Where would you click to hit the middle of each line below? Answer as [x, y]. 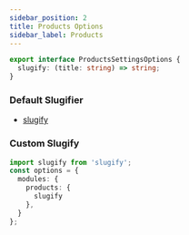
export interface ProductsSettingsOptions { [95, 60]
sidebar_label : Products [56, 35]
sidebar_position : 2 [49, 18]
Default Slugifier [46, 99]
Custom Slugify [45, 144]
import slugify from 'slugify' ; [70, 162]
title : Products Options [56, 26]
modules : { [38, 179]
